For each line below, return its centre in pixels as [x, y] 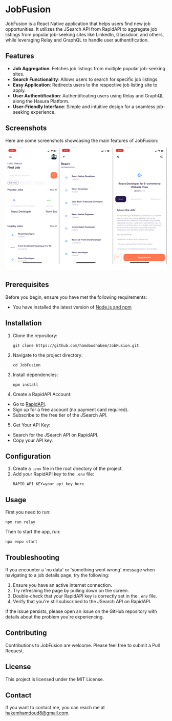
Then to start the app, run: [33, 532]
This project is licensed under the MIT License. [55, 679]
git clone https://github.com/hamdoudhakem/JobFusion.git [76, 345]
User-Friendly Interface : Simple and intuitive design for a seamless [84, 107]
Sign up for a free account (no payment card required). [71, 409]
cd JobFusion [27, 365]
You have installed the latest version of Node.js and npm [72, 307]
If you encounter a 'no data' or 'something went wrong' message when [80, 570]
